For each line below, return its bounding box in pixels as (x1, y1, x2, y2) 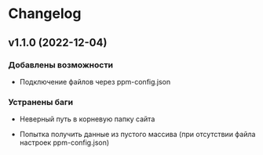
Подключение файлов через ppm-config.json (19, 77, 171, 86)
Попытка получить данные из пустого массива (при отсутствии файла (19, 130, 256, 139)
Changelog (8, 5, 82, 23)
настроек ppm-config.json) (19, 138, 110, 147)
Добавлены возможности (8, 59, 114, 70)
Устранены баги (8, 96, 73, 107)
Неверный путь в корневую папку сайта (19, 114, 155, 124)
